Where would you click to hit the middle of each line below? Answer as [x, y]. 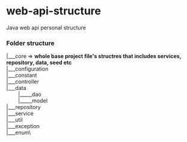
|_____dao [29, 95]
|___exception [23, 126]
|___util [14, 120]
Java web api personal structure [46, 28]
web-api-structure [54, 11]
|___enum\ [19, 132]
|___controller [23, 81]
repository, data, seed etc [39, 63]
